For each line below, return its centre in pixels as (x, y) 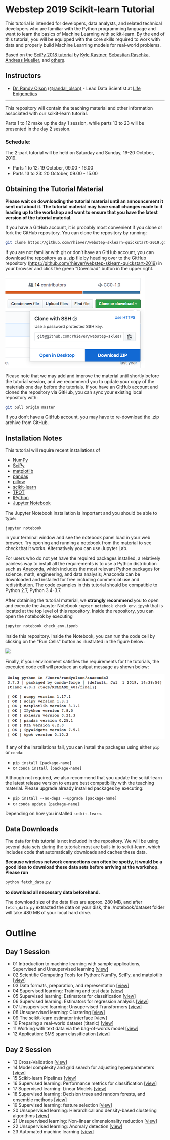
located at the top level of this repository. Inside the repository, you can (79, 611)
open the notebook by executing (39, 616)
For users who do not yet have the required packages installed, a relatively (83, 558)
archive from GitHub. (27, 422)
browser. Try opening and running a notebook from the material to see (78, 543)
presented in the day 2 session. (38, 129)
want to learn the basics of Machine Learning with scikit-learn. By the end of (85, 34)
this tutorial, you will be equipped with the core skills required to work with (83, 39)
